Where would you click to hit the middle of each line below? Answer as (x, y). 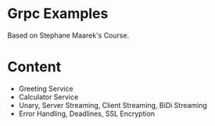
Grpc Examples (58, 14)
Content (34, 67)
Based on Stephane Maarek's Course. (68, 35)
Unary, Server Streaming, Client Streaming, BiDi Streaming (113, 105)
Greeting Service (46, 88)
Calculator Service (48, 97)
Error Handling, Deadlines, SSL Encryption (87, 113)
